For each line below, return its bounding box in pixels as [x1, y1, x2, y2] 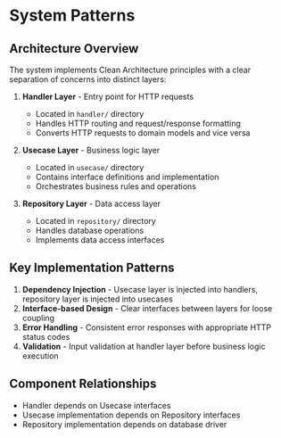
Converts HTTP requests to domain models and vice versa [35, 128, 251, 138]
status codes [21, 331, 70, 342]
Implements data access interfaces [35, 235, 165, 245]
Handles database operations [35, 225, 145, 236]
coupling [21, 312, 55, 323]
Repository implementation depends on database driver [21, 418, 227, 429]
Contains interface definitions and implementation [35, 171, 219, 182]
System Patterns [9, 5, 136, 26]
